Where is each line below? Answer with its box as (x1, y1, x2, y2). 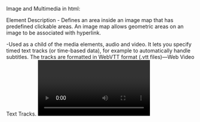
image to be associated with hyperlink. (6, 29, 101, 36)
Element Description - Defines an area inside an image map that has (6, 17, 174, 23)
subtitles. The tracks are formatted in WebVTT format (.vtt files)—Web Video (6, 54, 195, 60)
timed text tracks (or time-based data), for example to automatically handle (6, 47, 191, 54)
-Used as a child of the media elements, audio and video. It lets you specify (6, 41, 192, 48)
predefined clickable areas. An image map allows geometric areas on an (6, 23, 184, 30)
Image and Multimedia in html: (6, 5, 81, 12)
